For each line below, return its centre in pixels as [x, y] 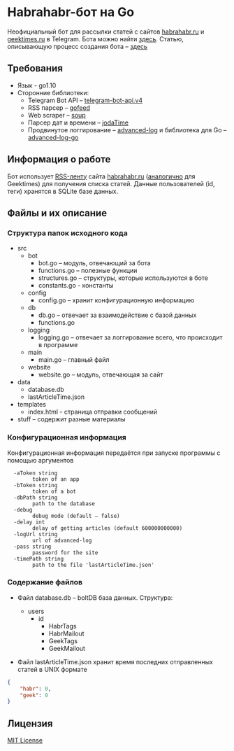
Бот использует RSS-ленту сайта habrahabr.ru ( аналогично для [101, 176]
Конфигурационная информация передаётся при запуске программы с [114, 453]
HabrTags [63, 626]
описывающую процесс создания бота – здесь [78, 46]
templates [32, 405]
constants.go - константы [76, 286]
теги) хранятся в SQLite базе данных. [63, 191]
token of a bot [54, 491]
